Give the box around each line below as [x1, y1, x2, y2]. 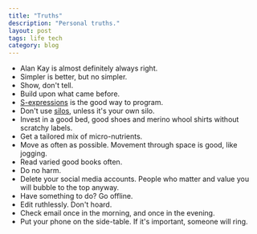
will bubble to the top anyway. [19, 183, 120, 192]
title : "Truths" [8, 11, 63, 20]
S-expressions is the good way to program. [19, 98, 163, 107]
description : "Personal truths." [8, 19, 120, 27]
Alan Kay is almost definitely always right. [19, 63, 158, 73]
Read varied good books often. [19, 157, 123, 167]
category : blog [8, 42, 59, 50]
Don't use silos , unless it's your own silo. [19, 106, 155, 116]
